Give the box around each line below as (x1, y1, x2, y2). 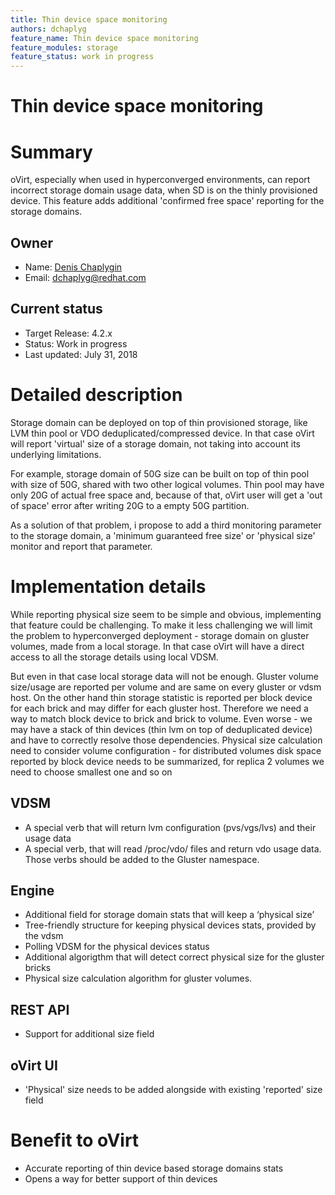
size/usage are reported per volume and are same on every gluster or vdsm (10, 681, 322, 693)
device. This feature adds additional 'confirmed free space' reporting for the (10, 195, 325, 207)
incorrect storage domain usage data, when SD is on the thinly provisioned (10, 184, 318, 196)
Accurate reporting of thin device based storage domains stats (24, 1162, 284, 1174)
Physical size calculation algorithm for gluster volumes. (24, 972, 253, 985)
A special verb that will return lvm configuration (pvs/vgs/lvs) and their (24, 821, 317, 833)
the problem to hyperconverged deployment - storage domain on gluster (10, 629, 310, 641)
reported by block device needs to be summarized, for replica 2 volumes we (10, 755, 325, 767)
